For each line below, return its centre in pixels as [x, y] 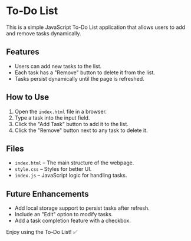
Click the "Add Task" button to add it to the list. [71, 124]
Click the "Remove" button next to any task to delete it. [81, 130]
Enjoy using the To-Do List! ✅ [42, 232]
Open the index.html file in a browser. [61, 111]
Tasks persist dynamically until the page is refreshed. [79, 78]
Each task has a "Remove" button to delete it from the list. [85, 72]
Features [23, 52]
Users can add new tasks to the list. [58, 66]
